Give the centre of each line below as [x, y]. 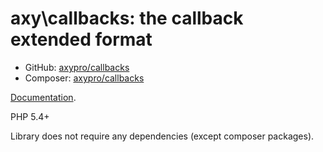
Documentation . [43, 97]
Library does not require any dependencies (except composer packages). [162, 136]
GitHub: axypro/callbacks [77, 67]
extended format [81, 39]
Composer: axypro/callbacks [84, 78]
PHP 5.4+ [30, 116]
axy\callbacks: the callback [127, 18]
